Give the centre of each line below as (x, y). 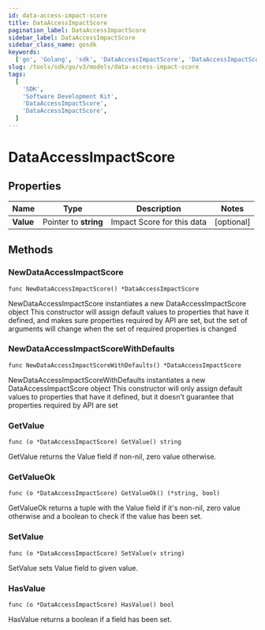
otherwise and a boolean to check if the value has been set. (105, 516)
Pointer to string (73, 222)
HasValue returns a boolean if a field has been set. (90, 620)
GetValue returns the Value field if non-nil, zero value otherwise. (112, 457)
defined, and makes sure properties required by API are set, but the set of (128, 320)
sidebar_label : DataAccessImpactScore (72, 37)
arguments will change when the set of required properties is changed (122, 328)
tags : (17, 74)
